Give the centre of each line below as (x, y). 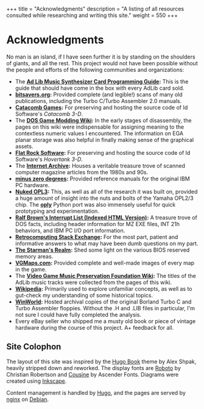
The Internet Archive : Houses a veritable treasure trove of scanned (100, 165)
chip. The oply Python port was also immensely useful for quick (95, 204)
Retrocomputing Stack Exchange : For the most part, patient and (97, 237)
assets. (24, 146)
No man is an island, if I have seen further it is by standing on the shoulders (101, 57)
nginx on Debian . (28, 399)
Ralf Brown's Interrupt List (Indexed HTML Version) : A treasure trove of (106, 217)
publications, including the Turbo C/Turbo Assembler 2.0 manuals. (98, 101)
